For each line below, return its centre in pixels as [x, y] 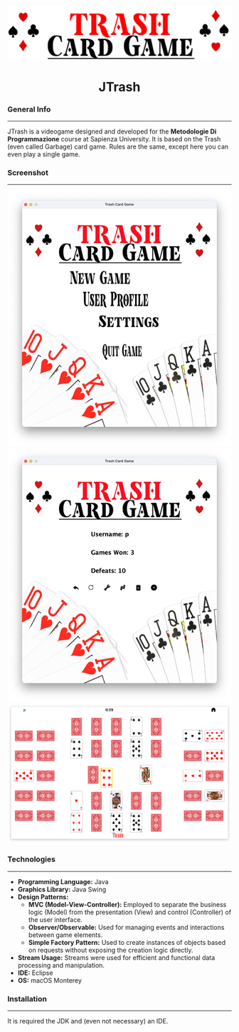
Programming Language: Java [63, 881]
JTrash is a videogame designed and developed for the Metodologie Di [112, 131]
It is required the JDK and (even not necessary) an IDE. [88, 1021]
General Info [29, 109]
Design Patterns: [43, 897]
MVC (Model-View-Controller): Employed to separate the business [127, 904]
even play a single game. [44, 154]
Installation [27, 998]
